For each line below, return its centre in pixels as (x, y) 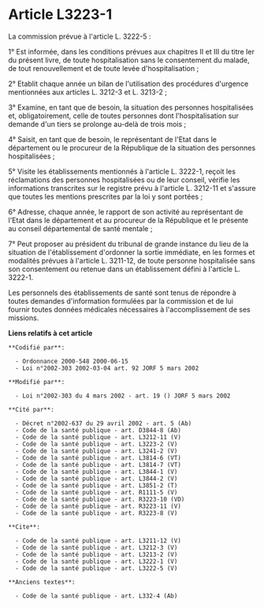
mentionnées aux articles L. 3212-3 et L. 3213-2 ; (88, 91)
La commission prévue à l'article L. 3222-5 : (80, 36)
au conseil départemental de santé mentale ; (80, 228)
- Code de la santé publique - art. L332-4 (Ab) (97, 596)
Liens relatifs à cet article (50, 333)
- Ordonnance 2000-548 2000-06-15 (72, 361)
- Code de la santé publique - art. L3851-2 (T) (97, 485)
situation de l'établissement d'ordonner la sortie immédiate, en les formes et (132, 252)
